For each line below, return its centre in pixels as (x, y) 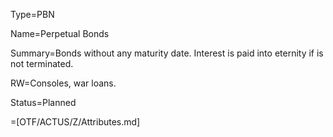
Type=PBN (32, 14)
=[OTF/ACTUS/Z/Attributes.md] (75, 122)
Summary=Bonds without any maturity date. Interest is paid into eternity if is (167, 53)
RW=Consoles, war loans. (63, 83)
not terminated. (42, 63)
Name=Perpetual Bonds (60, 33)
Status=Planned (43, 102)
